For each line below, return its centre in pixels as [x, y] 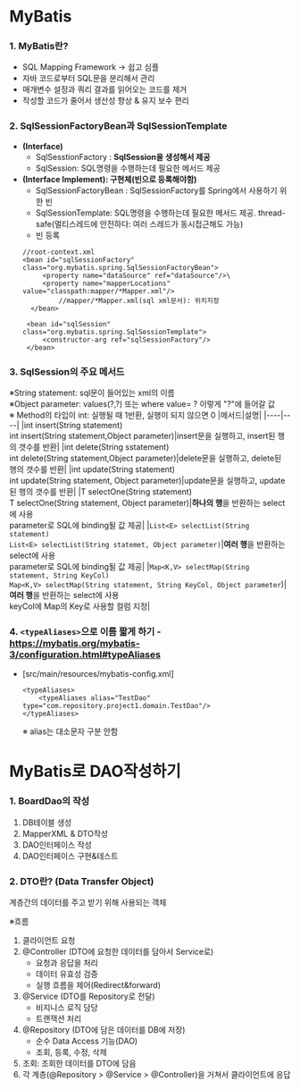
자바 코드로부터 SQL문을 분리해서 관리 [88, 79]
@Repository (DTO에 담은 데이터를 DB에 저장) [104, 1030]
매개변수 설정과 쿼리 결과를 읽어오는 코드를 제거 [104, 89]
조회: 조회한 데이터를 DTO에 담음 [79, 1064]
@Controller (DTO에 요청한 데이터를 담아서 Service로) [118, 952]
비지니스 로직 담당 [67, 1008]
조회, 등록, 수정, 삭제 [71, 1052]
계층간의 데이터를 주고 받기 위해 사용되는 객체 [88, 903]
